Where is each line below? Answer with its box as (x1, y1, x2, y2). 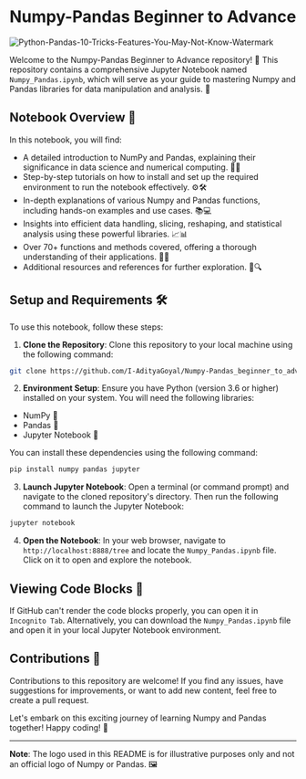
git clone (9, 366, 47, 375)
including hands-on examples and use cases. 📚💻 (22, 205, 212, 216)
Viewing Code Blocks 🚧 (9, 581, 144, 596)
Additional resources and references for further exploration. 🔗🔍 (22, 261, 262, 272)
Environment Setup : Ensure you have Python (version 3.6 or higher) (22, 383, 280, 394)
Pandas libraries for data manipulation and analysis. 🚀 (9, 83, 211, 94)
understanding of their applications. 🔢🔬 (22, 251, 170, 262)
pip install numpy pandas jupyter (9, 465, 141, 474)
